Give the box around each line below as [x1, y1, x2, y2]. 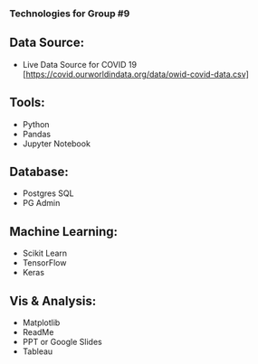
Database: [9, 163, 70, 179]
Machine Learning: [9, 224, 119, 239]
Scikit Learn [22, 247, 68, 259]
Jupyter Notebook [22, 138, 91, 149]
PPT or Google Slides [22, 336, 102, 347]
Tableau [22, 346, 53, 357]
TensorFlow [22, 257, 67, 268]
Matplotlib [22, 317, 61, 328]
